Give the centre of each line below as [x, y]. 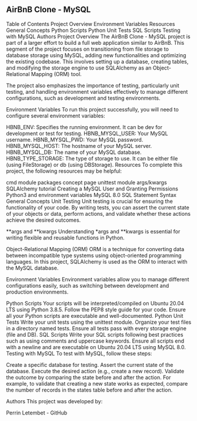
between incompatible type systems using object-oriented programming [94, 255]
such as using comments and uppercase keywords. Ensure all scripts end [95, 341]
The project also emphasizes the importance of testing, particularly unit [93, 85]
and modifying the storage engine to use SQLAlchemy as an [79, 68]
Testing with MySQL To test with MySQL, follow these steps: [79, 353]
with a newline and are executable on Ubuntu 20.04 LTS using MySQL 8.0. [96, 347]
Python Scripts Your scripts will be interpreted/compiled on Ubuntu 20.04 [95, 303]
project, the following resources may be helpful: [64, 171]
